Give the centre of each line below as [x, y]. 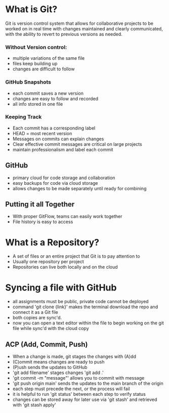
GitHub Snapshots [28, 82]
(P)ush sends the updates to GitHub [50, 367]
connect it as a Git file [35, 312]
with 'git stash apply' [34, 405]
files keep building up [35, 64]
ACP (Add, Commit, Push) [47, 344]
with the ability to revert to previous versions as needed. [64, 34]
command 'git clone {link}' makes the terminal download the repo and [85, 307]
